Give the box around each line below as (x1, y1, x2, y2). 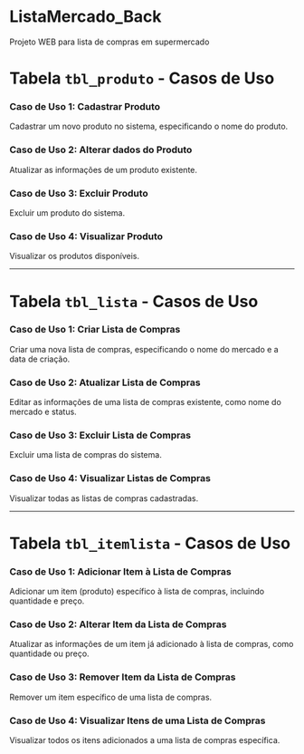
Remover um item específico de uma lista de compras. (9, 691, 213, 702)
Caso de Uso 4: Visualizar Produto (9, 229, 164, 242)
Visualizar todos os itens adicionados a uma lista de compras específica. (9, 735, 280, 746)
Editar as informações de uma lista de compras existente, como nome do (9, 397, 282, 408)
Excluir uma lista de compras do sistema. (9, 449, 163, 460)
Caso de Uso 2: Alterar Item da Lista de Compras (9, 618, 227, 631)
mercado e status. (9, 406, 77, 418)
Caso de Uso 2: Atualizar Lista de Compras (9, 376, 201, 389)
